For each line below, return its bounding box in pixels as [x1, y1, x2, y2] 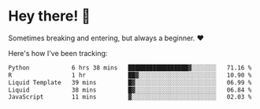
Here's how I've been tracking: [8, 48, 108, 58]
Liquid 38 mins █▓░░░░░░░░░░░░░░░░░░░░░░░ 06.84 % [8, 86, 252, 94]
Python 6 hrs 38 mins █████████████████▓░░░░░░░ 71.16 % [8, 63, 252, 72]
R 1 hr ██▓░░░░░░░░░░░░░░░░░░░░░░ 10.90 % [8, 71, 252, 79]
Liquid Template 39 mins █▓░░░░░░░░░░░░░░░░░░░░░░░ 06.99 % [8, 78, 252, 86]
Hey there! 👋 [8, 7, 91, 25]
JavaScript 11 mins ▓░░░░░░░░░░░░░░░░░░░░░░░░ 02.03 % [8, 93, 252, 101]
